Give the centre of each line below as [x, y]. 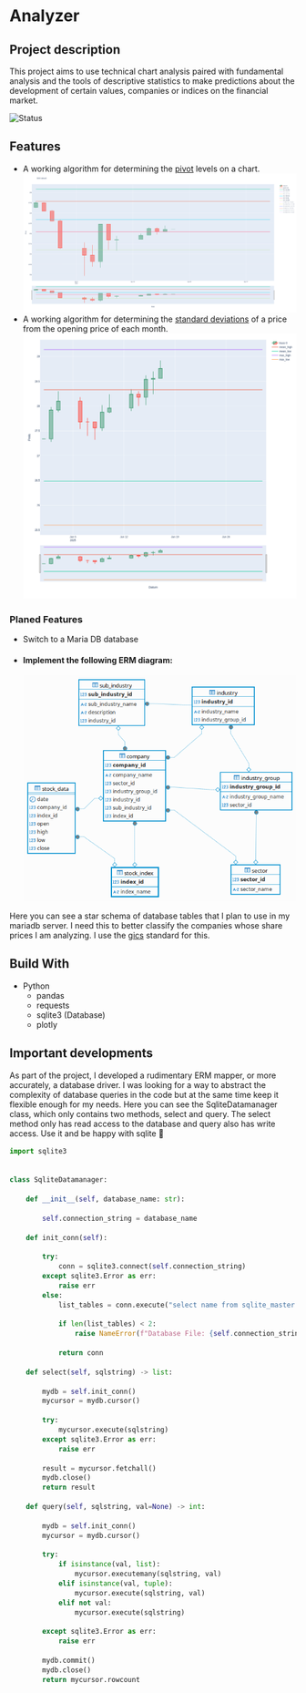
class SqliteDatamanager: [58, 1180]
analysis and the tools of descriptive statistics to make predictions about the [152, 81]
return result [69, 1488]
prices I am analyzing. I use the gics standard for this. [110, 936]
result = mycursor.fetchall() [99, 1468]
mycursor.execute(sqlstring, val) [140, 1593]
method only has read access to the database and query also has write [143, 1124]
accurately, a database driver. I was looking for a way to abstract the [138, 1084]
